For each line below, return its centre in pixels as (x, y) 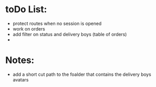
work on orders (29, 28)
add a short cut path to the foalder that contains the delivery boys (82, 74)
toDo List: (26, 9)
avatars (21, 79)
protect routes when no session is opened (57, 23)
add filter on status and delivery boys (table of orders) (70, 34)
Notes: (20, 60)
